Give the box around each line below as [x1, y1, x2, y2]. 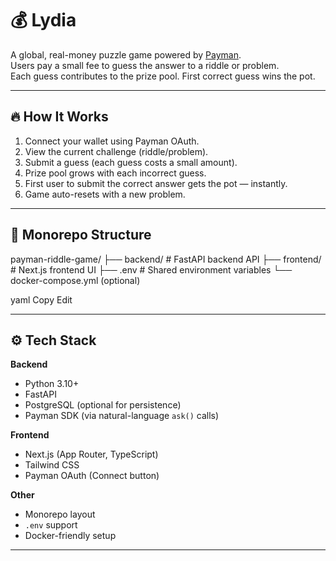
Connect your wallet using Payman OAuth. [24, 135, 200, 147]
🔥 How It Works [10, 108, 109, 126]
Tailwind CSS [24, 459, 80, 471]
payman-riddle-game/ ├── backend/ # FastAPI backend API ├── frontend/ [10, 253, 322, 265]
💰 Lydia [10, 9, 77, 32]
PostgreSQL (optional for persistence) [24, 399, 182, 411]
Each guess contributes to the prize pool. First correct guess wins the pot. [10, 70, 316, 82]
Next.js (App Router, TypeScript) [24, 448, 159, 461]
